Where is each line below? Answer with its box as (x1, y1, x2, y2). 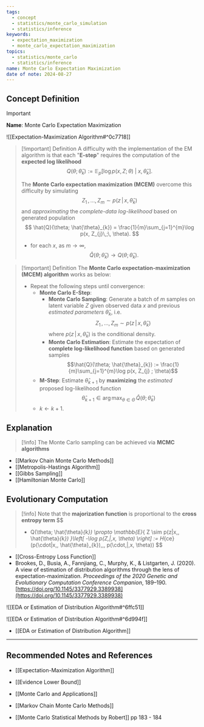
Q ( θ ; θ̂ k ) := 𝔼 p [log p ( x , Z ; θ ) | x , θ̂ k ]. (66, 168, 153, 176)
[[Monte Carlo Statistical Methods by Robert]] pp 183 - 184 (15, 714, 162, 721)
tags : (6, 9, 20, 15)
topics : (6, 49, 26, 55)
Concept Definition (6, 94, 80, 104)
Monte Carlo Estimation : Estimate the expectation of (48, 338, 181, 345)
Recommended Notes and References (6, 650, 153, 661)
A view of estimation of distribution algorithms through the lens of (15, 566, 180, 573)
